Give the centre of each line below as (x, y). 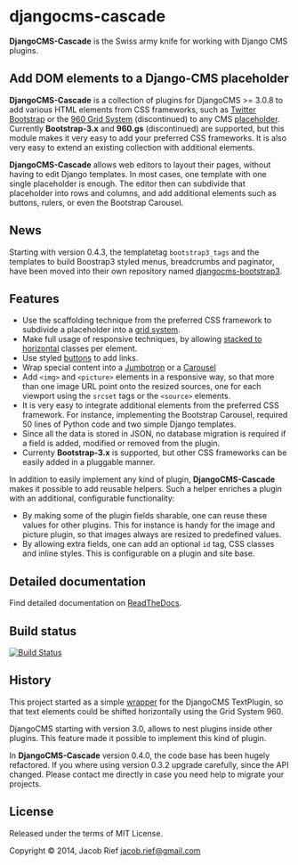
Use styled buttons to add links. (80, 358)
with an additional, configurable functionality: (92, 498)
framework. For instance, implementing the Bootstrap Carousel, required (155, 415)
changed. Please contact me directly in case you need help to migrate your (147, 774)
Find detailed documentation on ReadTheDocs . (96, 603)
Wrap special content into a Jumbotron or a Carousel (119, 368)
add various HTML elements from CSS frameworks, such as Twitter (133, 110)
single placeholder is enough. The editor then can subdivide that (128, 184)
